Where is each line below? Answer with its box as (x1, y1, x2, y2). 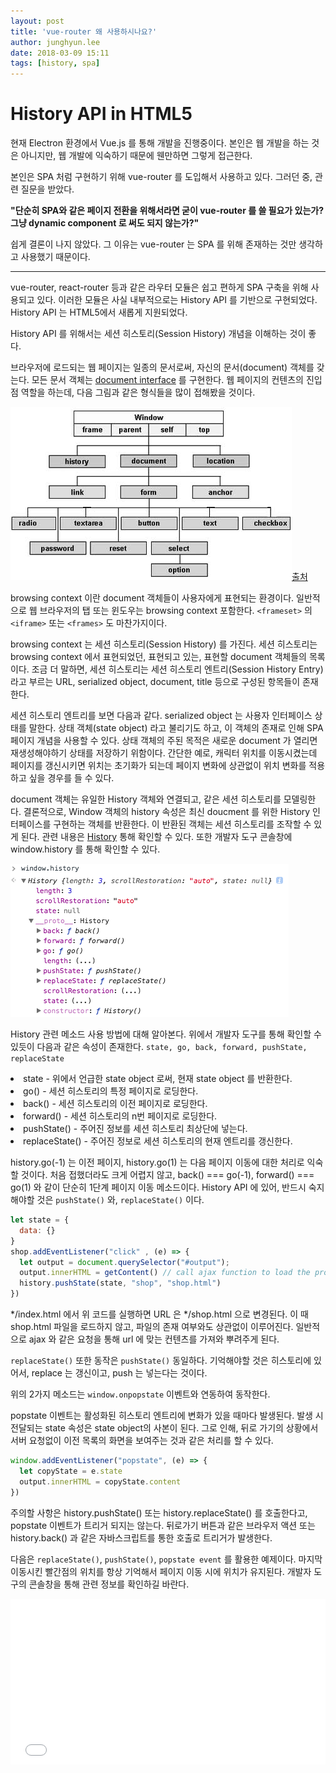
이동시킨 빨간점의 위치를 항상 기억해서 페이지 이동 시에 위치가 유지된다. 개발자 (10, 1565, 312, 1577)
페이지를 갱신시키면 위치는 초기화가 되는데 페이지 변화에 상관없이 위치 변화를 (10, 760, 307, 772)
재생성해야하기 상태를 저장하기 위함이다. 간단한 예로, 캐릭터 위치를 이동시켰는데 (10, 747, 318, 759)
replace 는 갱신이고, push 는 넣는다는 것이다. (31, 1367, 208, 1379)
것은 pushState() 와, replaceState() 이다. (36, 1194, 205, 1206)
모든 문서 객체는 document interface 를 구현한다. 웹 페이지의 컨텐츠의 (31, 374, 304, 386)
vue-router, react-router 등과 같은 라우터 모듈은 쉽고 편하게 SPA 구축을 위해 (10, 281, 309, 294)
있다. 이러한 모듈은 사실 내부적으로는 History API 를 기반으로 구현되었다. (36, 294, 318, 306)
